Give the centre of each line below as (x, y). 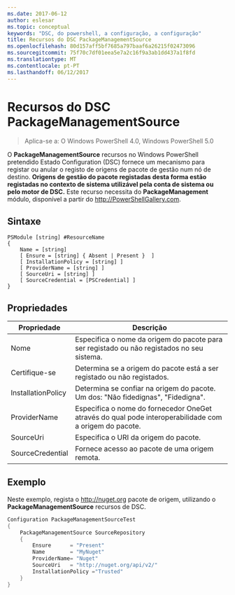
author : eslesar (31, 20)
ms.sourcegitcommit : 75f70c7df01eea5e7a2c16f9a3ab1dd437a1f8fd (101, 53)
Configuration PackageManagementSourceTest (72, 519)
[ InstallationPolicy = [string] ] (72, 262)
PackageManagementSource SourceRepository (83, 533)
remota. (87, 458)
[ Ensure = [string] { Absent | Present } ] (87, 256)
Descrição (149, 328)
